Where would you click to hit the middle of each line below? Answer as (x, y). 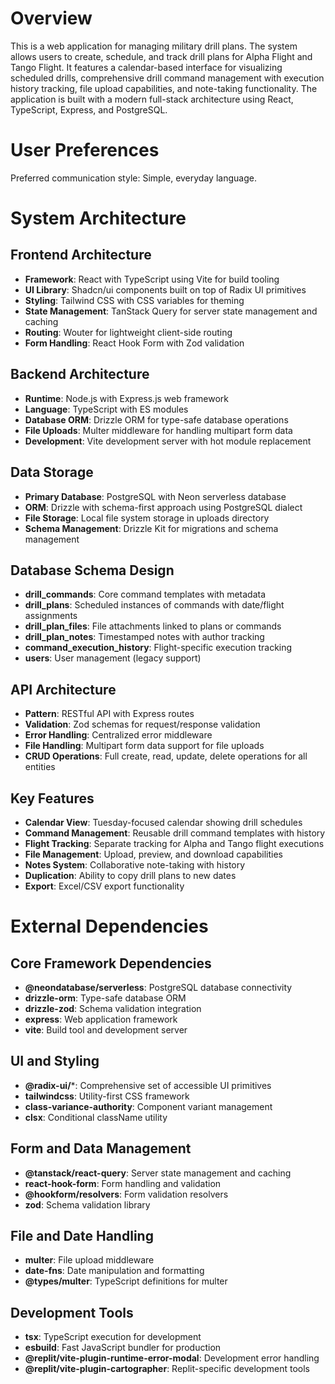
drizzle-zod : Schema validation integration (113, 1008)
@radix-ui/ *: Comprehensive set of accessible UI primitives (148, 1085)
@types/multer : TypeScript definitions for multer (126, 1281)
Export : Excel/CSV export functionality (104, 886)
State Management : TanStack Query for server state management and (171, 311)
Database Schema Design (92, 570)
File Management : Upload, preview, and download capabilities (153, 854)
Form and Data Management (101, 1148)
